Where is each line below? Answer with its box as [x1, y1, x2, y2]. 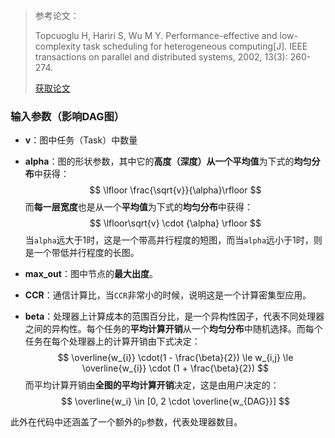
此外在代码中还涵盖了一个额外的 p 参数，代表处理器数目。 [10, 416, 243, 428]
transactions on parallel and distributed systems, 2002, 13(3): [34, 51, 288, 63]
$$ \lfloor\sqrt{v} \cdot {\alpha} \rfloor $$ [89, 217, 262, 229]
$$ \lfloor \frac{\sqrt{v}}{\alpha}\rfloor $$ [89, 184, 262, 196]
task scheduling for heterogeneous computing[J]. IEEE [82, 40, 308, 52]
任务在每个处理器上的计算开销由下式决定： [24, 335, 201, 348]
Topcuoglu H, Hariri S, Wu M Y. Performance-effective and [34, 30, 278, 41]
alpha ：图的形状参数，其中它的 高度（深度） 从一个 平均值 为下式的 [24, 155, 295, 168]
